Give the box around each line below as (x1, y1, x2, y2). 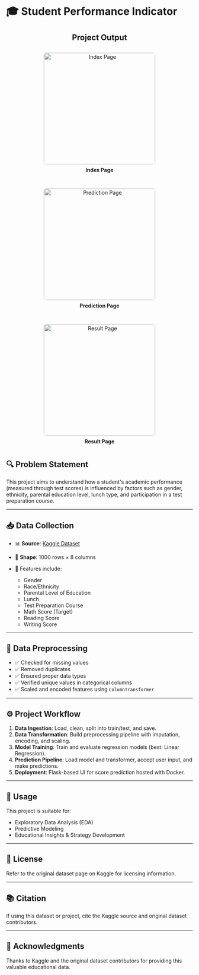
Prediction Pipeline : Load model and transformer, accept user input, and (14, 756, 192, 763)
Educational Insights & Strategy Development (14, 831, 126, 839)
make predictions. (14, 763, 59, 770)
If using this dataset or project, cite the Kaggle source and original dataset (6, 912, 187, 919)
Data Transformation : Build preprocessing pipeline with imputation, (14, 731, 180, 738)
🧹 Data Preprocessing (6, 643, 88, 653)
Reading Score (23, 614, 60, 621)
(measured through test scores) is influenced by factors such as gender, (6, 484, 183, 491)
